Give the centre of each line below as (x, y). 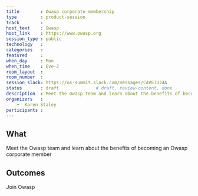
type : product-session (46, 17)
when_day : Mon (30, 61)
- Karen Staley (37, 104)
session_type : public (34, 39)
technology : (25, 45)
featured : (25, 55)
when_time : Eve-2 (33, 66)
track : (25, 22)
